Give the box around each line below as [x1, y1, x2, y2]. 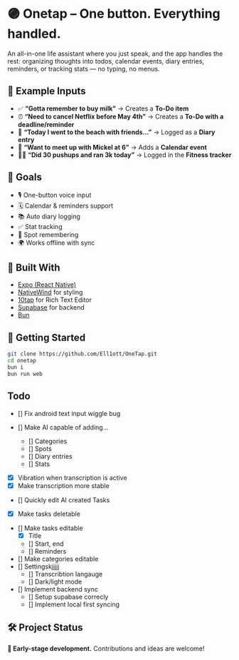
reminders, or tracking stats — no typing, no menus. [7, 64, 160, 73]
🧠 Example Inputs [7, 85, 86, 97]
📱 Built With [7, 261, 60, 273]
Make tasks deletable [17, 509, 80, 518]
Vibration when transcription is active [17, 473, 127, 482]
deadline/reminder [17, 120, 75, 128]
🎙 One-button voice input [17, 191, 92, 199]
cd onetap [7, 357, 37, 365]
